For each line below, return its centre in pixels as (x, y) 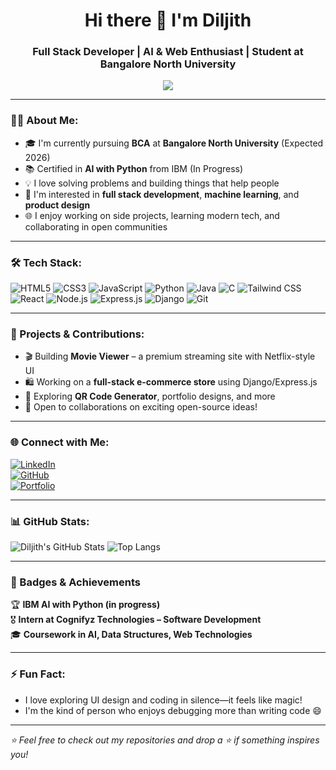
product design (57, 205)
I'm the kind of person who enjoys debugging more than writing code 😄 (173, 710)
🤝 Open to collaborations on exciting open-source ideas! (141, 407)
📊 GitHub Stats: (50, 521)
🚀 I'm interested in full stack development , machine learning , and (162, 194)
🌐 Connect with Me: (60, 442)
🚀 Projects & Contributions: (77, 334)
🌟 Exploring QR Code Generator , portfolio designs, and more (150, 396)
